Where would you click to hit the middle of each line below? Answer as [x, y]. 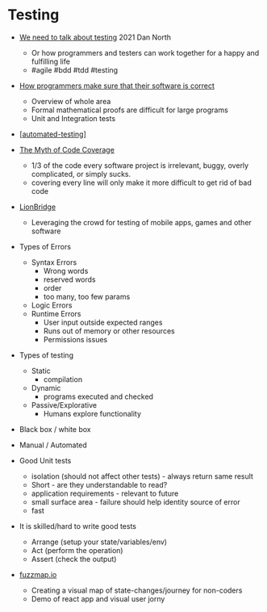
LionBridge [38, 207]
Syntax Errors [54, 262]
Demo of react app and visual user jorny [98, 598]
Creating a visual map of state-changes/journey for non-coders [137, 590]
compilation [63, 379]
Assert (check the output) [74, 559]
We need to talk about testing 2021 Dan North [95, 37]
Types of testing [46, 355]
